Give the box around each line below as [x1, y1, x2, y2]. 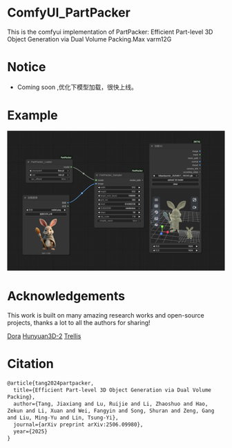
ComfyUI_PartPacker [7, 5, 131, 21]
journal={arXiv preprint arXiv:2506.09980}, [13, 421, 144, 428]
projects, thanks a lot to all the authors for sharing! [7, 318, 151, 327]
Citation [7, 356, 54, 371]
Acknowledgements [7, 288, 126, 304]
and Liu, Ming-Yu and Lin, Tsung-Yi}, [7, 414, 119, 421]
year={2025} [13, 428, 48, 435]
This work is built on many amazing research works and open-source [7, 311, 205, 319]
